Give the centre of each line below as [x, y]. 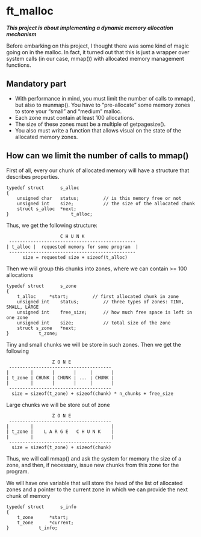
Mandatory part [36, 84]
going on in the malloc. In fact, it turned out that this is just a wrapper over [98, 52]
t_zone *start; [43, 517]
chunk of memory [28, 495]
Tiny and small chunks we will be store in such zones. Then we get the [94, 344]
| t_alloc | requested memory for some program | [72, 247]
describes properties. [33, 176]
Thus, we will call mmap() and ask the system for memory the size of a [94, 458]
